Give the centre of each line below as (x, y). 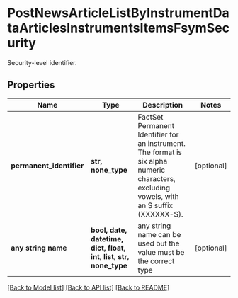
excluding (154, 188)
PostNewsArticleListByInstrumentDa (119, 13)
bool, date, (109, 230)
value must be (161, 252)
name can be (159, 234)
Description (163, 105)
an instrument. (162, 143)
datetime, (107, 239)
